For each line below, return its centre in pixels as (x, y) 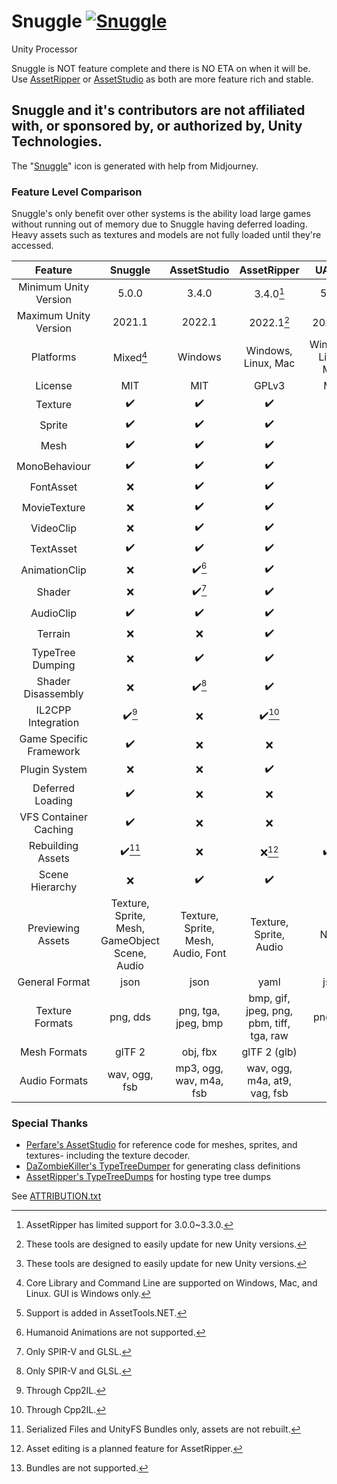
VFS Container (53, 817)
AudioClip (54, 613)
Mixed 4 (130, 357)
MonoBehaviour (54, 466)
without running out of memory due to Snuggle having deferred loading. (159, 224)
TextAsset (54, 548)
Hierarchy (54, 887)
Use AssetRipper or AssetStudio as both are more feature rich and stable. (162, 79)
